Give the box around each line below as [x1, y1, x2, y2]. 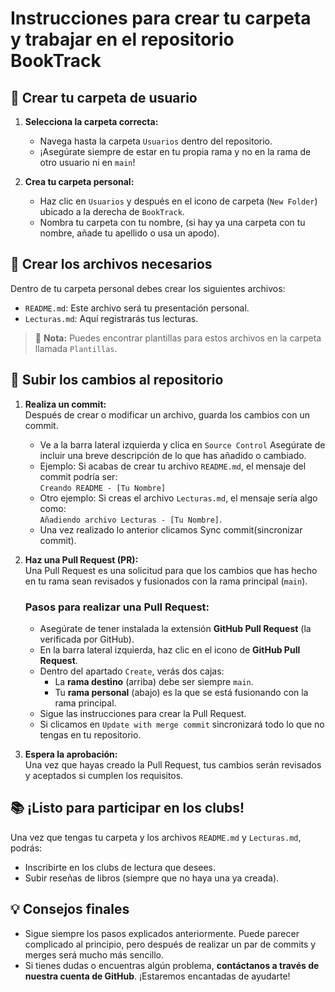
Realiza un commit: [24, 398, 107, 410]
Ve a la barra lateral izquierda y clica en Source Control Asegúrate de [39, 438, 326, 451]
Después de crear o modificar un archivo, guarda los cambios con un [24, 408, 310, 421]
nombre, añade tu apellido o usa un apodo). [39, 227, 220, 239]
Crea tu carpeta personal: [24, 176, 135, 187]
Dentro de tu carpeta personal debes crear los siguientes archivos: [10, 282, 286, 294]
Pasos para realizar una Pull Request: [24, 600, 210, 614]
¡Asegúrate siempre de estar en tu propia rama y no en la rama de [39, 146, 312, 157]
